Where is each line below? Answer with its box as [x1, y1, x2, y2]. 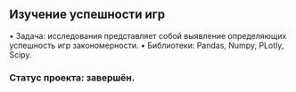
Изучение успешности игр [9, 7, 166, 22]
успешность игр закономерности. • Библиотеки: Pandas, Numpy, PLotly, [9, 40, 284, 50]
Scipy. [9, 49, 32, 60]
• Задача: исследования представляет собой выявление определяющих [9, 30, 287, 41]
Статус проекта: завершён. [9, 71, 136, 83]
